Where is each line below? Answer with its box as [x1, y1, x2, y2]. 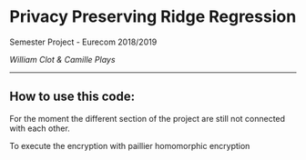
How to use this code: [9, 89, 135, 105]
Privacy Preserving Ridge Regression [9, 6, 297, 27]
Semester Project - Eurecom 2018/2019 [9, 36, 158, 47]
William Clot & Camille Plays [9, 54, 116, 65]
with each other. [9, 123, 70, 134]
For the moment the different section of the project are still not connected [9, 113, 285, 124]
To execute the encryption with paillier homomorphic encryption [9, 140, 250, 151]
